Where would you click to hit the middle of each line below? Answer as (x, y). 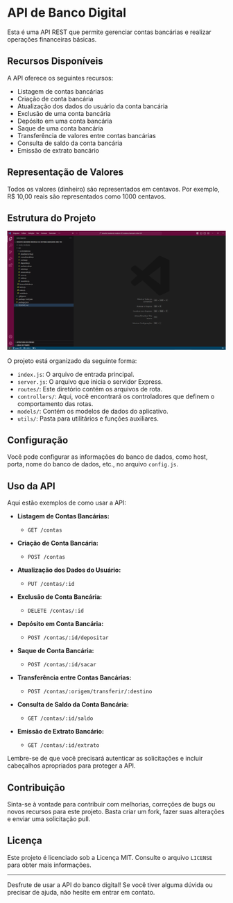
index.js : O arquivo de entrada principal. (76, 374)
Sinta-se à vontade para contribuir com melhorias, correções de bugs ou (111, 804)
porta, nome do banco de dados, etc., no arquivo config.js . (93, 464)
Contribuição (36, 787)
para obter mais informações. (49, 865)
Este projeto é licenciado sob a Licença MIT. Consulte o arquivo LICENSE (110, 857)
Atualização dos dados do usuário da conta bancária (93, 106)
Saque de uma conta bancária (60, 128)
